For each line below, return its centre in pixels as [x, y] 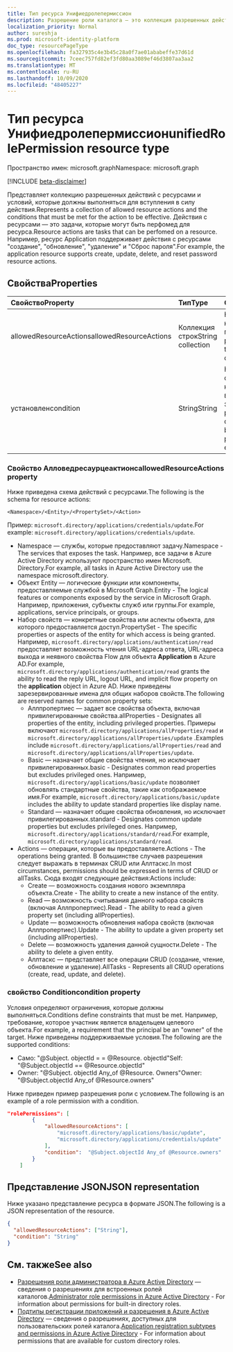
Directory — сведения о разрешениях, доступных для [97, 1319]
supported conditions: [39, 1044]
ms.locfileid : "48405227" [44, 85]
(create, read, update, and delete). [77, 975]
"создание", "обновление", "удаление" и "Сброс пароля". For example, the [116, 247]
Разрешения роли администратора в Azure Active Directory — [109, 1281]
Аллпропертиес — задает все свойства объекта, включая [114, 708]
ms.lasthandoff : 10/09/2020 [48, 78]
